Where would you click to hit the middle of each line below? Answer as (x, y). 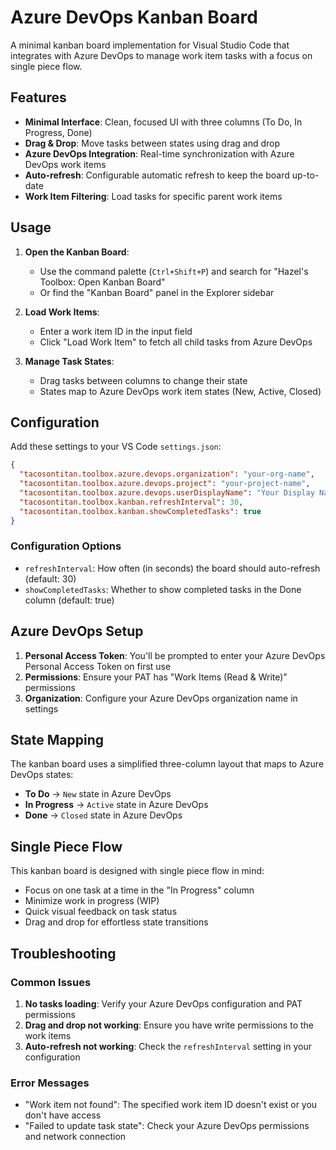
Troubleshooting (63, 953)
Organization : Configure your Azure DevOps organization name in (161, 698)
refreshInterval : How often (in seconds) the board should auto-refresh (172, 568)
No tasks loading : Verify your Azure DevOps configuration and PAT (163, 1003)
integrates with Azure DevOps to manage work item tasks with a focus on (161, 55)
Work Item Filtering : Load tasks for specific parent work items (153, 196)
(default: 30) (50, 578)
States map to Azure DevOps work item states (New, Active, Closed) (180, 391)
